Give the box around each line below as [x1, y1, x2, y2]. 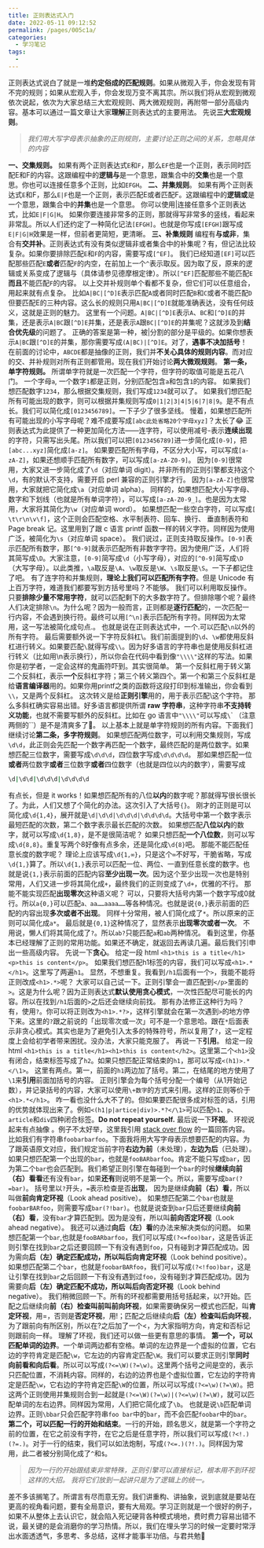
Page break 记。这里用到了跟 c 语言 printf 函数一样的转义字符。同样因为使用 [8, 523, 255, 533]
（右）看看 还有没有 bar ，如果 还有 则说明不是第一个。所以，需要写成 [8, 1173, 225, 1183]
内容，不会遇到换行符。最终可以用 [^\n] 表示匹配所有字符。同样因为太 [14, 612, 240, 622]
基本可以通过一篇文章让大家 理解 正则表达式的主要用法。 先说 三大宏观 [21, 107, 244, 116]
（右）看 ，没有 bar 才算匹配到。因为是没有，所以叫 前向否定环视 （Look [8, 1212, 234, 1222]
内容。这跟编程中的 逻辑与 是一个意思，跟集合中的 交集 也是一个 [36, 170, 237, 179]
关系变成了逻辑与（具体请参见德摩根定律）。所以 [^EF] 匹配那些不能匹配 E [21, 268, 253, 277]
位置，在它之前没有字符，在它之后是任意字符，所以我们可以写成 [21, 1429, 229, 1438]
